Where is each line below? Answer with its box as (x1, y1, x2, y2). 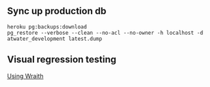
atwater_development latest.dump (7, 35, 103, 42)
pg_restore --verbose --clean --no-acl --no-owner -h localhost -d (7, 29, 204, 36)
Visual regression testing (7, 54, 117, 65)
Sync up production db (7, 5, 107, 17)
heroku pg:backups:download (7, 23, 88, 30)
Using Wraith (7, 71, 44, 80)
